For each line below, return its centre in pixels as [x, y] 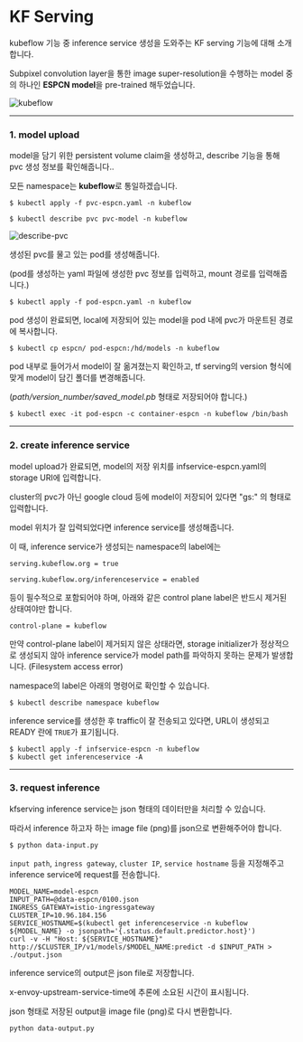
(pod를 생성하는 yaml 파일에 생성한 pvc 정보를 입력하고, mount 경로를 [133, 274]
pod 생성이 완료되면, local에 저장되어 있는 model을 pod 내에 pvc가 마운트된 [143, 320]
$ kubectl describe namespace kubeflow [84, 703]
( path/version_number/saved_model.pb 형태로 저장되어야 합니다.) [129, 397]
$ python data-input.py [54, 845]
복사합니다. [38, 331]
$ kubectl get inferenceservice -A [76, 757]
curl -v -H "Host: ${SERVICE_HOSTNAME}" [87, 939]
